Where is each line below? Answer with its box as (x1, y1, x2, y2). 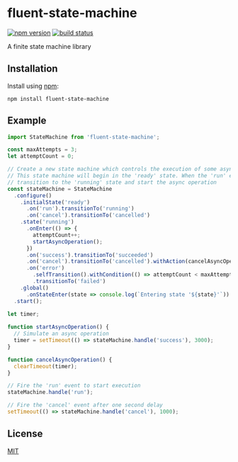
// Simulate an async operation (13, 330, 110, 338)
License (7, 428, 43, 440)
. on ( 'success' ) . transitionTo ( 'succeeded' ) (25, 251, 154, 258)
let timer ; (7, 311, 40, 318)
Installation (7, 62, 58, 75)
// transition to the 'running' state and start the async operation (7, 179, 217, 186)
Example (7, 115, 47, 127)
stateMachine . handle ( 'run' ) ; (7, 389, 93, 396)
